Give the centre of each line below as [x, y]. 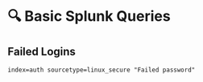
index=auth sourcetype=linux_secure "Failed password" [101, 70]
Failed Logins [41, 51]
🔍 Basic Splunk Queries [89, 16]
